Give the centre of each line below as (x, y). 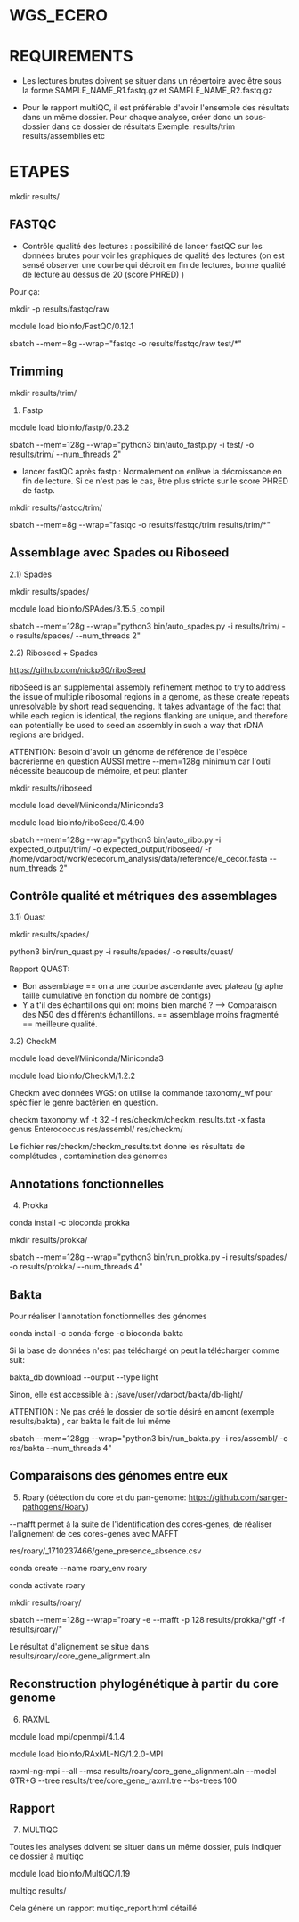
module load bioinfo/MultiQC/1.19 (70, 1874)
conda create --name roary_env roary (78, 1568)
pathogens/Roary (54, 1506)
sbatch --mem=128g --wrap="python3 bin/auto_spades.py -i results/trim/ (145, 626)
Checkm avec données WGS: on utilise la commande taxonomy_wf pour (141, 1093)
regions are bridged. (47, 734)
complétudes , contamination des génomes (89, 1156)
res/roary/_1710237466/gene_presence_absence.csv (105, 1551)
